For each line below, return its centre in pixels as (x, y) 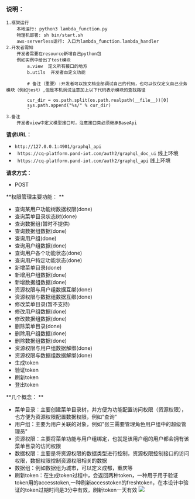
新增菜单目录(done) (38, 268)
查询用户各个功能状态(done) (48, 253)
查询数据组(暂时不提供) (42, 224)
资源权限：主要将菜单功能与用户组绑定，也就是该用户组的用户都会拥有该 (102, 439)
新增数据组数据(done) (41, 283)
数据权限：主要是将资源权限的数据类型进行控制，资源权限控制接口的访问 (102, 453)
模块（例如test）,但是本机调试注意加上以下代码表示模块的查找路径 (76, 90)
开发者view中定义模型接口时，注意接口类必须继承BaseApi (77, 123)
